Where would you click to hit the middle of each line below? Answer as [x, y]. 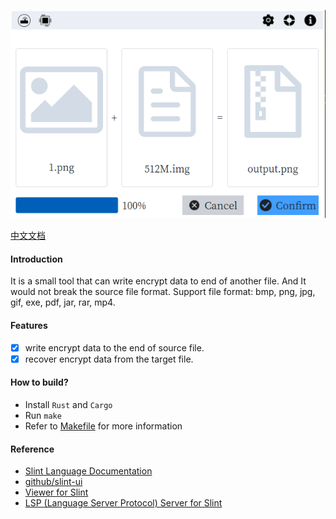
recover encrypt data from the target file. [109, 359]
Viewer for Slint [56, 492]
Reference [32, 449]
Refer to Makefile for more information [103, 426]
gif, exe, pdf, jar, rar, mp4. [63, 302]
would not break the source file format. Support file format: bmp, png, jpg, [163, 292]
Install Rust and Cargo [68, 404]
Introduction [36, 259]
